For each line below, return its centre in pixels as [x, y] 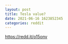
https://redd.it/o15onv [26, 37]
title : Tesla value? [26, 14]
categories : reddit [24, 23]
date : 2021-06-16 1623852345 [34, 18]
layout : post [18, 9]
